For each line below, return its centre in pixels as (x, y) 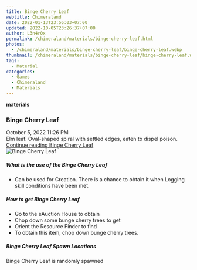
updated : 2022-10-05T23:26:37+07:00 (51, 28)
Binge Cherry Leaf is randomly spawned (55, 261)
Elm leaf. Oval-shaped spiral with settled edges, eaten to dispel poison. (92, 139)
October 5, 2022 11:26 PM (37, 133)
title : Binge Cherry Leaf (38, 11)
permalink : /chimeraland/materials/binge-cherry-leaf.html (80, 39)
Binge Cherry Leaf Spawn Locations (51, 246)
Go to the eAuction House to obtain (57, 214)
